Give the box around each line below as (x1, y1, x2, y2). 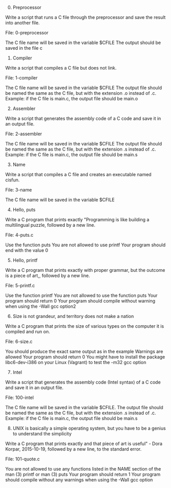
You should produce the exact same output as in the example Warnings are (5, 348, 163, 354)
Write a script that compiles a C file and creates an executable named (5, 172, 152, 177)
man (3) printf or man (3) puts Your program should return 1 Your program (5, 471, 161, 477)
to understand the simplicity (12, 431, 72, 437)
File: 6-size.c (5, 338, 33, 345)
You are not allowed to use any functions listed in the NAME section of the (5, 466, 161, 472)
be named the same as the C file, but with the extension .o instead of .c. (5, 90, 157, 96)
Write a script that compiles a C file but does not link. (5, 65, 117, 71)
